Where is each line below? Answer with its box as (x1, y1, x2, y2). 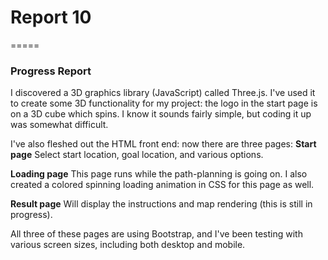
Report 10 (10, 6, 92, 29)
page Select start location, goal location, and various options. (10, 149, 264, 161)
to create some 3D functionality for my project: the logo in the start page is (10, 97, 318, 110)
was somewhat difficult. (10, 119, 109, 131)
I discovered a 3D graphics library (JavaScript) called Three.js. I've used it (10, 87, 316, 99)
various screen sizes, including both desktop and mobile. (10, 239, 246, 251)
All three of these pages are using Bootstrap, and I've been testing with (10, 228, 303, 240)
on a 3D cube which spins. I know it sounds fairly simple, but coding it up (10, 108, 312, 120)
